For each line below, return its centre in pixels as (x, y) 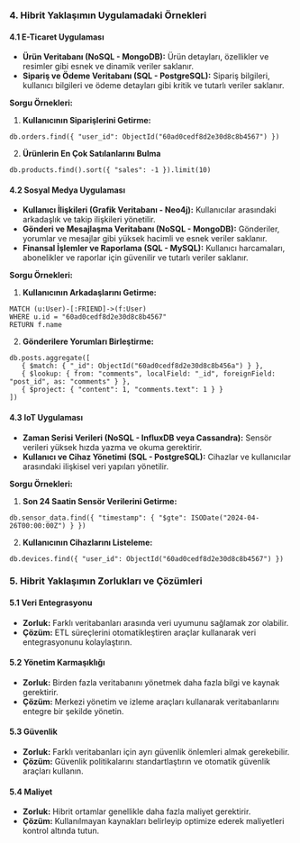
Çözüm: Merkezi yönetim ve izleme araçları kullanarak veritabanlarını (150, 702)
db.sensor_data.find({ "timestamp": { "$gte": (98, 518)
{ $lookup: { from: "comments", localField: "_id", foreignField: (149, 374)
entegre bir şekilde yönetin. (73, 711)
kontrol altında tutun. (61, 831)
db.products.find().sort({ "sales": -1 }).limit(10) (110, 170)
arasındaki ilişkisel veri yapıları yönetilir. (95, 466)
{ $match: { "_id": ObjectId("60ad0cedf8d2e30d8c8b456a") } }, (142, 366)
